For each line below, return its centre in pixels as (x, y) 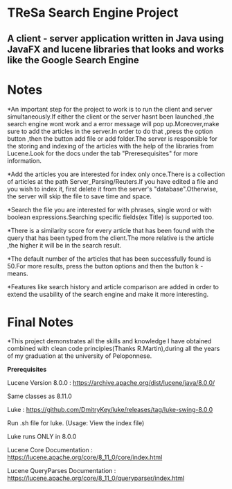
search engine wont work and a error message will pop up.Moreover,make (113, 123)
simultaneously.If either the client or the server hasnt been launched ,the (111, 117)
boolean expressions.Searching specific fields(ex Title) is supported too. (111, 217)
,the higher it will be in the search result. (64, 245)
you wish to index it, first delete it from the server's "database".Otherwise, (113, 189)
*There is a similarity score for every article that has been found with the (111, 230)
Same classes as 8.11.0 (39, 396)
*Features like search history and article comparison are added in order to (113, 286)
